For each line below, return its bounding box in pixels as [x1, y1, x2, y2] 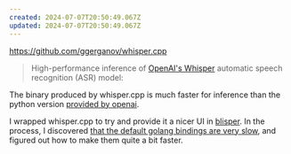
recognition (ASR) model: [30, 72, 124, 82]
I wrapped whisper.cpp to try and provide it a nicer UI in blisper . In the [9, 116, 265, 127]
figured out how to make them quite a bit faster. [9, 135, 184, 145]
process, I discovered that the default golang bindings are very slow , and [9, 125, 277, 135]
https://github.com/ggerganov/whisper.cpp [9, 45, 167, 56]
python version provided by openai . [9, 98, 140, 109]
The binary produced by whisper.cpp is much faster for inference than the [9, 89, 281, 100]
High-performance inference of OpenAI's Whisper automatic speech [30, 63, 283, 73]
